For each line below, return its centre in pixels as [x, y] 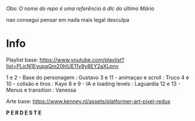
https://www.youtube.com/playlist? [82, 60]
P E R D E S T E [24, 112]
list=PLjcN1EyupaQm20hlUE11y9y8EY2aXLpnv [62, 66]
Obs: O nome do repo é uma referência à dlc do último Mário [80, 9]
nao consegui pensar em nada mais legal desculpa [68, 20]
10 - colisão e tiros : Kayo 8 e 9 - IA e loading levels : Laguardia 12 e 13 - [93, 83]
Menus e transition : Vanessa [41, 90]
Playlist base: [22, 60]
